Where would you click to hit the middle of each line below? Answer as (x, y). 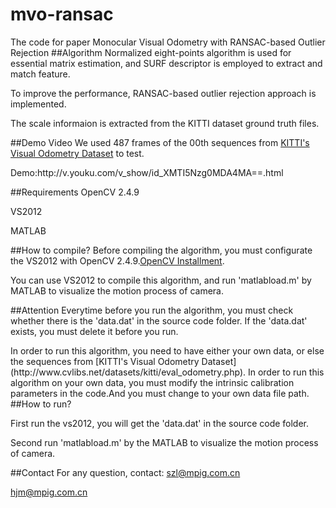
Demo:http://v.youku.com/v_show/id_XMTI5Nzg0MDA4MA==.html (147, 172)
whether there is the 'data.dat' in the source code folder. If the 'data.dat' (159, 320)
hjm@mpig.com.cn (49, 492)
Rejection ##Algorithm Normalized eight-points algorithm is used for (151, 52)
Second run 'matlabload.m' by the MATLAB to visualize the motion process (164, 442)
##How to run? (41, 404)
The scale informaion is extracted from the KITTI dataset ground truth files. (165, 123)
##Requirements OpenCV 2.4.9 (75, 192)
